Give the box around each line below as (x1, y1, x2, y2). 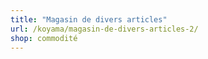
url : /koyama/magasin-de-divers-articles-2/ (10, 24, 199, 34)
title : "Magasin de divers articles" (10, 14, 168, 25)
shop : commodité (10, 33, 78, 43)
